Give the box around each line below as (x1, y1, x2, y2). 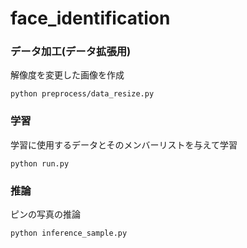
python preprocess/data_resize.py (10, 89, 155, 99)
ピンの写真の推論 (10, 208, 81, 221)
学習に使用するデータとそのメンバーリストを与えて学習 (10, 138, 238, 151)
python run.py (10, 158, 70, 169)
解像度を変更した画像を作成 (10, 69, 125, 81)
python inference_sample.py (10, 228, 128, 239)
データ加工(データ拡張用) (10, 45, 132, 59)
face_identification (10, 7, 171, 30)
